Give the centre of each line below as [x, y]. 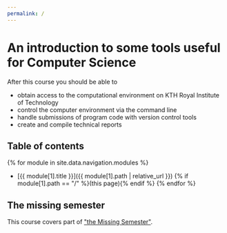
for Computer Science [72, 62]
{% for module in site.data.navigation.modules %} [78, 162]
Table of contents [46, 146]
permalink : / [26, 13]
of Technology [38, 102]
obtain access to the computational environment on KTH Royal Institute [118, 95]
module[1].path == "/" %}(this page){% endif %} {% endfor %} [106, 183]
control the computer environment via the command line [97, 110]
